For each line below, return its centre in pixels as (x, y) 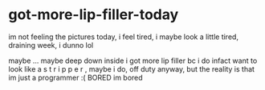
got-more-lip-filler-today (94, 15)
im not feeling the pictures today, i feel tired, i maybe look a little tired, (124, 37)
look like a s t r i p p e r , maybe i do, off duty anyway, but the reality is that (132, 68)
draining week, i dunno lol (51, 45)
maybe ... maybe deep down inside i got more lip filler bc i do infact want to (133, 61)
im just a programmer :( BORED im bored (75, 77)
